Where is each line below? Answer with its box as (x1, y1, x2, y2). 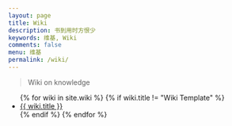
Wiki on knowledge (27, 77, 91, 87)
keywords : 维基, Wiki (8, 33, 78, 42)
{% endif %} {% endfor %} (19, 109, 108, 119)
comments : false (8, 41, 62, 49)
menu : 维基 (8, 48, 42, 56)
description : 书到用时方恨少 (8, 26, 97, 34)
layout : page (8, 11, 51, 20)
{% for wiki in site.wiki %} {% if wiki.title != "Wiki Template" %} (19, 93, 226, 102)
